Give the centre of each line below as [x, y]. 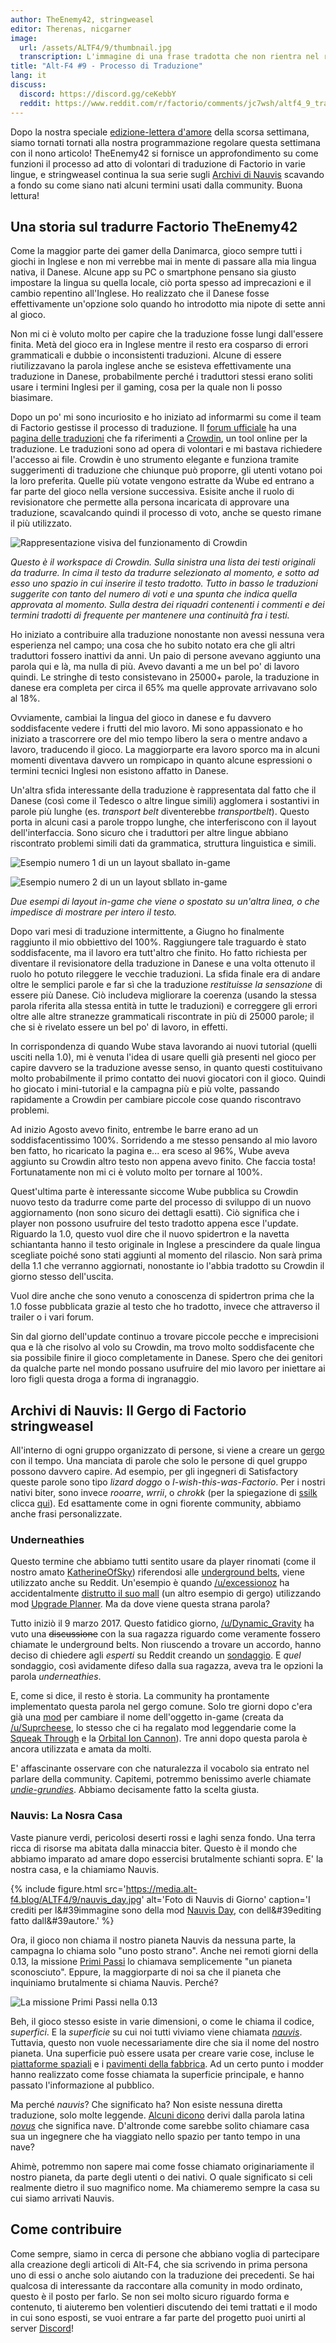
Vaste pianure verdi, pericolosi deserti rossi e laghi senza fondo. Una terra [163, 1837]
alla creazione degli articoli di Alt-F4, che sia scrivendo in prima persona [159, 2264]
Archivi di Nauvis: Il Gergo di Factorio [128, 1410]
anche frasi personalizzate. [66, 1514]
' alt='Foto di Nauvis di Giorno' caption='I [226, 1899]
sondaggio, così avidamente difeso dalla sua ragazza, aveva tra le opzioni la [167, 1666]
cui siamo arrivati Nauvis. [62, 2198]
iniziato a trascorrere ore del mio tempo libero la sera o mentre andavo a [159, 739]
